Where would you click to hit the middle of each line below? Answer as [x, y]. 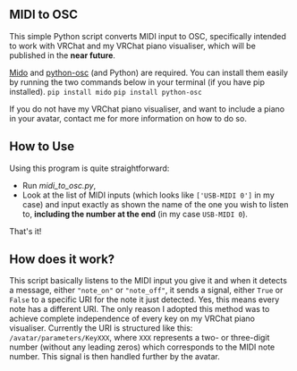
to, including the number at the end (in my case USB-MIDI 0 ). [135, 214]
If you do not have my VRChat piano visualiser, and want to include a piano [147, 109]
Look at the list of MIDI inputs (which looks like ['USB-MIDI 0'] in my [148, 195]
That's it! [25, 231]
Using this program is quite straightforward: [89, 168]
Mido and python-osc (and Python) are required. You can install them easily [149, 72]
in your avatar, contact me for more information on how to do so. [128, 118]
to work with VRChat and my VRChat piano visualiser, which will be [133, 46]
